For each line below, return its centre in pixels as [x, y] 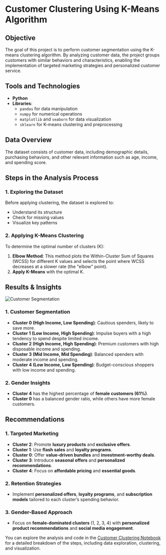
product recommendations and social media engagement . [73, 528]
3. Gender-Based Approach [39, 512]
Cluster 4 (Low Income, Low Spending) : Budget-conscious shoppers [83, 365]
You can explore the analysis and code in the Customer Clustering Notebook [83, 538]
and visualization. [23, 548]
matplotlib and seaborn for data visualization [65, 119]
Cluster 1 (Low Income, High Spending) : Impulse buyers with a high [82, 333]
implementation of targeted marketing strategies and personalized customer [83, 65]
